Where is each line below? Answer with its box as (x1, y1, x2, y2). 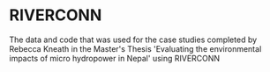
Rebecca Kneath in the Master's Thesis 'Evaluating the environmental (9, 43, 262, 54)
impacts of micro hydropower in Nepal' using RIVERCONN (9, 53, 221, 63)
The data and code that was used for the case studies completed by (9, 34, 258, 45)
